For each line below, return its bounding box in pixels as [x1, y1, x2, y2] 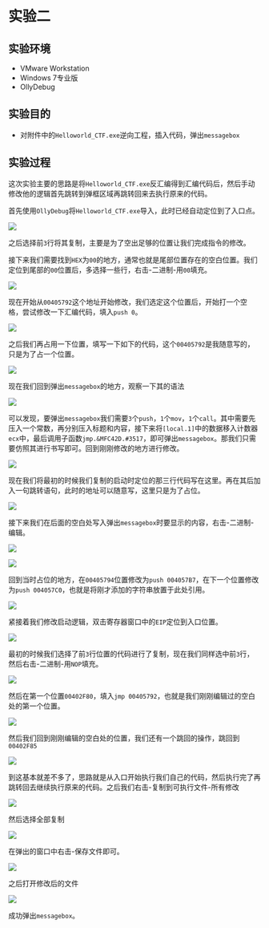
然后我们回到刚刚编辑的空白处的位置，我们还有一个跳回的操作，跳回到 [8, 733, 240, 743]
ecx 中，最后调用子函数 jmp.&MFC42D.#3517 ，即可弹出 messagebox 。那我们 [8, 433, 243, 443]
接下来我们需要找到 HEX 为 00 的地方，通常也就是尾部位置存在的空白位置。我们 [8, 254, 258, 265]
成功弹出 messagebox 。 [8, 910, 80, 920]
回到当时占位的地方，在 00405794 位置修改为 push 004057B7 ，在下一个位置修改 [8, 574, 259, 584]
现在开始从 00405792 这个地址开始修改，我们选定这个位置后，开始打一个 [8, 297, 241, 306]
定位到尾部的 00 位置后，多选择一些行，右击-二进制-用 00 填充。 [8, 265, 212, 274]
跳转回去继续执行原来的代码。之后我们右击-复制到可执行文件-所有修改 [8, 782, 239, 792]
